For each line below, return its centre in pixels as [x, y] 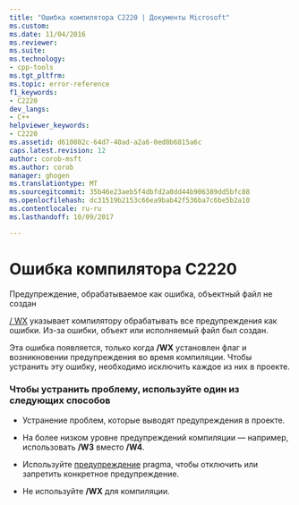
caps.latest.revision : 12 [57, 150]
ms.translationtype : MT [54, 184]
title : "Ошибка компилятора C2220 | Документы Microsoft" [120, 17]
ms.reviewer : [34, 42]
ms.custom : [30, 26]
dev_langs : [30, 109]
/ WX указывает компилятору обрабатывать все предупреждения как [143, 320]
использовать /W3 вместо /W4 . [83, 447]
